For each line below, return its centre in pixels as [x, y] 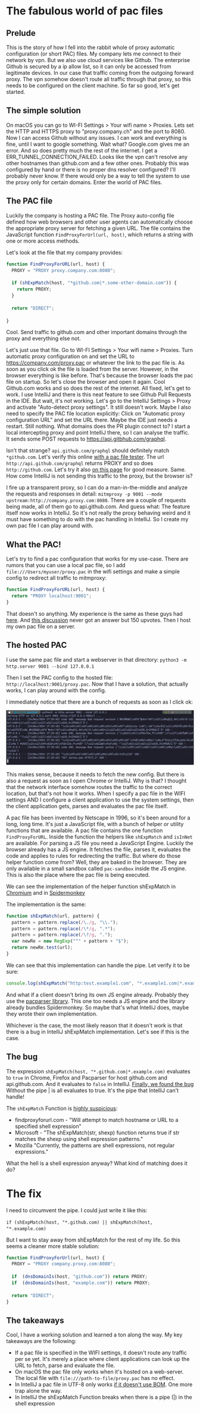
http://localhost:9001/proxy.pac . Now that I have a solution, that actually [97, 684]
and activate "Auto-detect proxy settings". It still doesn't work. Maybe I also [99, 407]
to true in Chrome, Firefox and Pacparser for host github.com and [87, 1078]
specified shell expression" [48, 1126]
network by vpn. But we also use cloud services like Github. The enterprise [98, 60]
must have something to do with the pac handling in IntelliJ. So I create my [97, 519]
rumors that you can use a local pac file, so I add [66, 565]
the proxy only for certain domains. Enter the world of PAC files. [84, 182]
